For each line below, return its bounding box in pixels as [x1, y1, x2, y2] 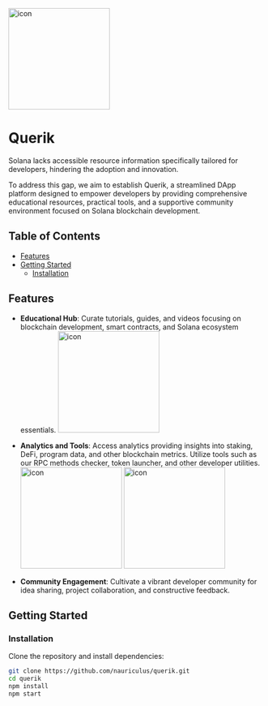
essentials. [19, 424, 57, 434]
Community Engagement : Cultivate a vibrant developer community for [19, 576, 257, 586]
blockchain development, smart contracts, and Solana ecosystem [19, 321, 239, 332]
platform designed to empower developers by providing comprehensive [8, 188, 248, 198]
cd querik [8, 674, 42, 683]
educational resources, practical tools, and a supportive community [8, 197, 234, 207]
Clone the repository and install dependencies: [8, 652, 164, 661]
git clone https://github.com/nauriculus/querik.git [8, 667, 190, 675]
